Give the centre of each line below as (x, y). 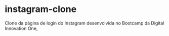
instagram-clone (41, 9)
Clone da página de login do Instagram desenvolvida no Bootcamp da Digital (85, 23)
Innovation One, (21, 28)
